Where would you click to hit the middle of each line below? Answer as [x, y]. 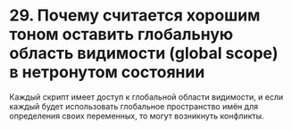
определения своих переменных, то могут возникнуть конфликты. [137, 116]
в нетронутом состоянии [107, 73]
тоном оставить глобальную [121, 34]
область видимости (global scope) [144, 53]
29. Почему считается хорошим [135, 16]
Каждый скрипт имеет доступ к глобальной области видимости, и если [146, 97]
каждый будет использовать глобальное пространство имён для [134, 106]
